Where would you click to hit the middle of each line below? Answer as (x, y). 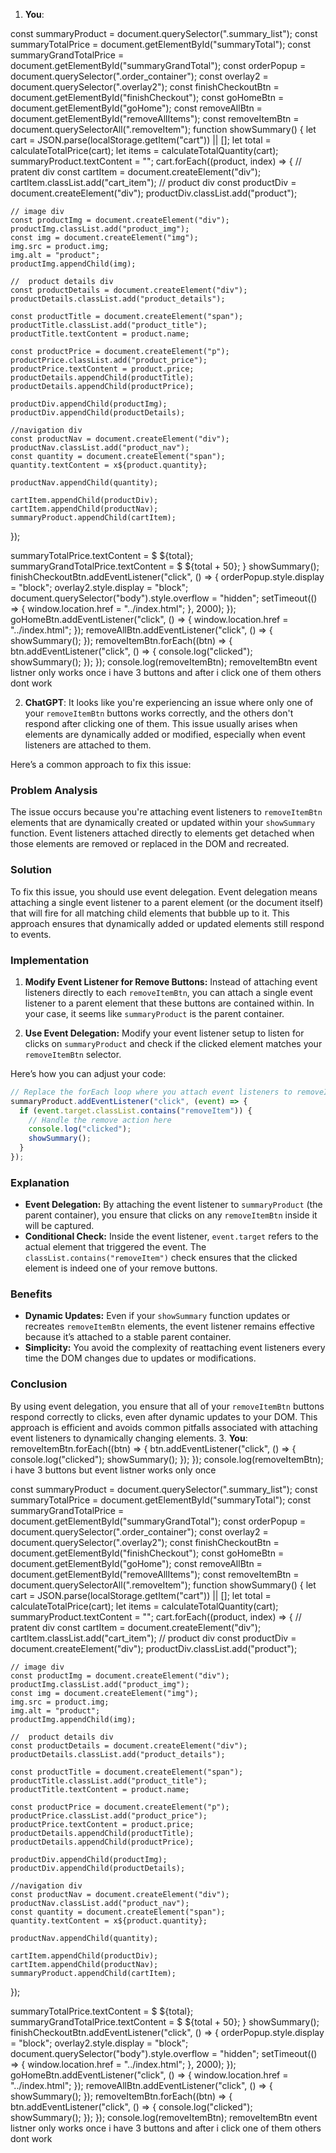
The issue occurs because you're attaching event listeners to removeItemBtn (166, 812)
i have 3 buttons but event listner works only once (113, 1470)
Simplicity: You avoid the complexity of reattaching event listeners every (175, 1348)
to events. (31, 934)
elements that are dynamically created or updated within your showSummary (163, 823)
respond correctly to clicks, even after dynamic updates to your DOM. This (164, 1416)
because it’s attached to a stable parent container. (128, 1337)
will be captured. (59, 1226)
